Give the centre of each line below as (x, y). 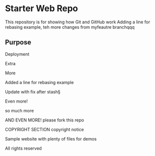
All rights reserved (24, 148)
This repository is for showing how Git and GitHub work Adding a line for (78, 22)
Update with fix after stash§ (33, 92)
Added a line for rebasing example (39, 82)
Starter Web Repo (42, 9)
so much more (19, 110)
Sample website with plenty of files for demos (51, 139)
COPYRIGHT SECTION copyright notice (44, 129)
